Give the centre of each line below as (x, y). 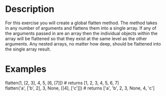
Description (30, 9)
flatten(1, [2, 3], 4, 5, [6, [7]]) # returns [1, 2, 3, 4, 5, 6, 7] (62, 83)
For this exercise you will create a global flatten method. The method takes (81, 23)
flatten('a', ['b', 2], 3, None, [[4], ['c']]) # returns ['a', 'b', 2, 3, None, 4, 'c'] (80, 88)
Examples (26, 69)
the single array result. (28, 49)
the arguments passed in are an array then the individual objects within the (81, 33)
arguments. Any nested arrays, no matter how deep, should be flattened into (83, 44)
